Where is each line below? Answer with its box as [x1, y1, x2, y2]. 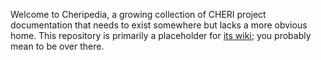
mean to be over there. [10, 40, 105, 52]
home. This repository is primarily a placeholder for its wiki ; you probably [10, 30, 312, 41]
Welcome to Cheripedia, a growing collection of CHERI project [10, 9, 267, 20]
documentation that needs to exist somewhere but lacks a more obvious [10, 19, 308, 31]
